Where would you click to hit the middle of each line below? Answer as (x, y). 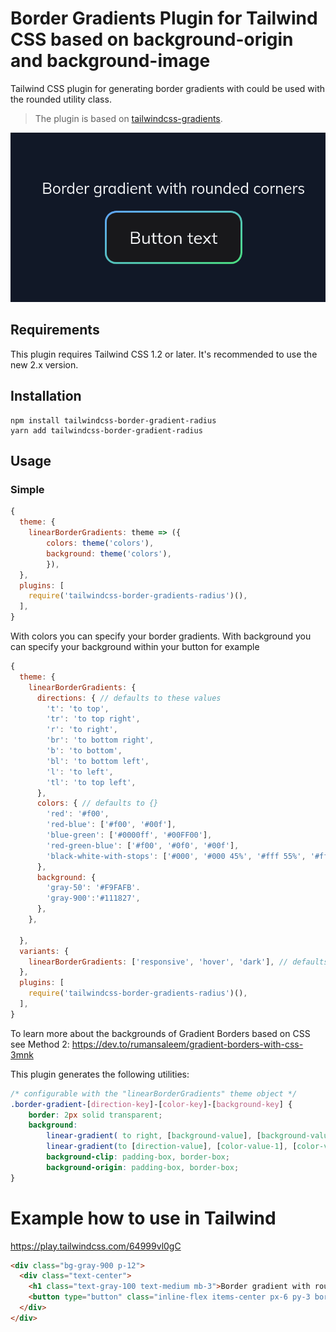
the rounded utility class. (61, 99)
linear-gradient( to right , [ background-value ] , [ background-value (189, 1136)
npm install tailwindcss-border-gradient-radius (113, 420)
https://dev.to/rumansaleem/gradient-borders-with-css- (187, 1044)
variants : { (44, 951)
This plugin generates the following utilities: (100, 1074)
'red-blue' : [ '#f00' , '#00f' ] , (111, 825)
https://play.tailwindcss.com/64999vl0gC (96, 1246)
